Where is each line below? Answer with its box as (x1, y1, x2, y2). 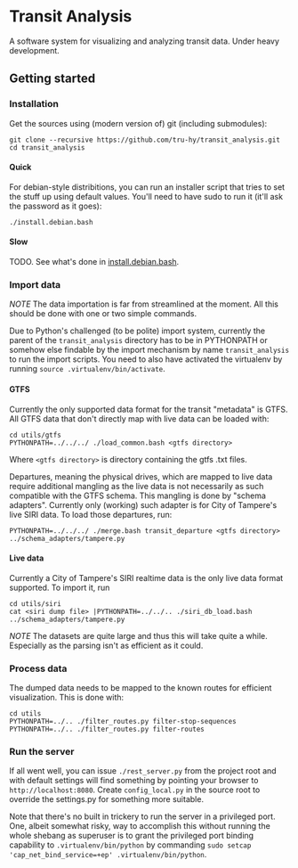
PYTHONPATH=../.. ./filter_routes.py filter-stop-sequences (9, 717, 238, 726)
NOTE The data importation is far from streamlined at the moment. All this (9, 299, 278, 309)
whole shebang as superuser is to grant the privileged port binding (9, 831, 254, 841)
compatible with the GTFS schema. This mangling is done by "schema (9, 490, 267, 501)
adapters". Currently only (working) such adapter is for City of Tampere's (9, 499, 278, 510)
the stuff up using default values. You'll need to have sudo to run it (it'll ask (9, 191, 283, 201)
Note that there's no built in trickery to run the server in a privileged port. (9, 811, 276, 822)
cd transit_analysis (9, 143, 86, 152)
